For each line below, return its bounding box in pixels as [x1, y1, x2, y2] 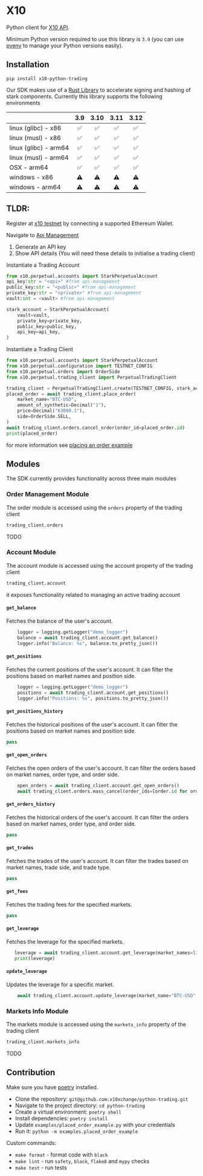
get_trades [6, 845, 34, 851]
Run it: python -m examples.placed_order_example [14, 1127, 138, 1135]
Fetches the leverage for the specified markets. [6, 938, 124, 945]
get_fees [6, 889, 28, 895]
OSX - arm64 [9, 163, 48, 172]
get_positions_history [6, 708, 63, 714]
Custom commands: [6, 1139, 56, 1146]
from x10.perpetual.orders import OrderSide [6, 368, 120, 375]
